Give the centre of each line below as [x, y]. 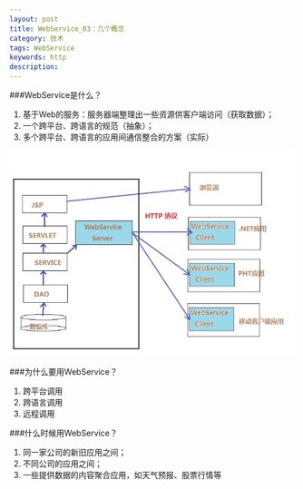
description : [34, 67]
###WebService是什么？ [56, 95]
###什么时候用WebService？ [64, 433]
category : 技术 [37, 38]
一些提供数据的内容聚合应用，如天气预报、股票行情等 [122, 475]
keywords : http [38, 58]
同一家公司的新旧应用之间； [74, 453]
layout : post [34, 19]
